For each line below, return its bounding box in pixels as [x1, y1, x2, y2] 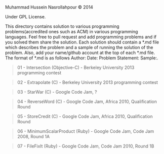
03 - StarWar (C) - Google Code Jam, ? [17, 89, 97, 95]
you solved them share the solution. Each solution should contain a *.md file [5, 39, 159, 45]
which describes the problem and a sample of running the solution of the [5, 45, 153, 50]
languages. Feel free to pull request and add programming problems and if [5, 34, 157, 40]
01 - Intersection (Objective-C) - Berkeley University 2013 [17, 64, 135, 70]
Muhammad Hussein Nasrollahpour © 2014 [5, 4, 93, 10]
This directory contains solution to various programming [5, 23, 120, 29]
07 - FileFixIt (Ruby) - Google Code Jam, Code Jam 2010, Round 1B [17, 143, 155, 149]
